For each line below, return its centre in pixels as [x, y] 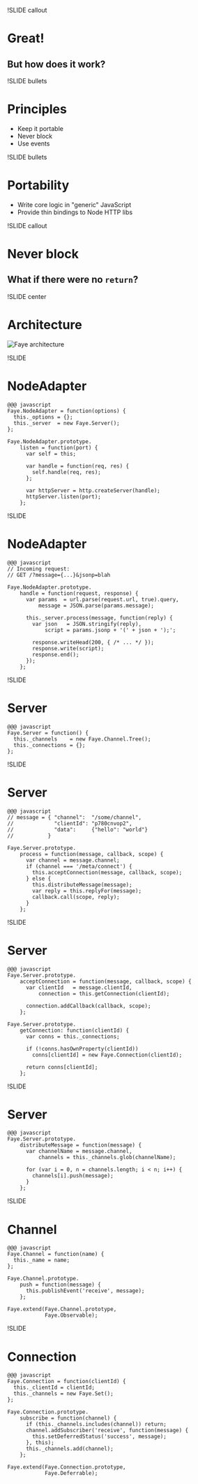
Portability [38, 185]
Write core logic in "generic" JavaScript [74, 204]
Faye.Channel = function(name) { [56, 1254]
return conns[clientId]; [62, 1067]
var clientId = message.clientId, [79, 987]
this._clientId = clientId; [54, 1388]
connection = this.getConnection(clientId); [104, 993]
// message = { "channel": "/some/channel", [74, 817]
